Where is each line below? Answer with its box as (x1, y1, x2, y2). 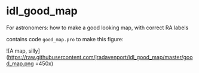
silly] (28, 47, 41, 54)
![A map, (6, 47, 27, 54)
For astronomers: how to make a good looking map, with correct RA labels (6, 24, 189, 31)
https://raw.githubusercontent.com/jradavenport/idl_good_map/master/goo (8, 53, 193, 60)
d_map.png (6, 60, 34, 67)
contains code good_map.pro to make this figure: (6, 35, 124, 42)
